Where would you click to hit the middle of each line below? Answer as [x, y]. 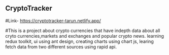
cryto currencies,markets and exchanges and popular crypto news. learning [84, 36]
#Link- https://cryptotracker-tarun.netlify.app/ [53, 20]
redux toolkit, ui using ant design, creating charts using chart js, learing [79, 41]
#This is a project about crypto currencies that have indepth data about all [83, 31]
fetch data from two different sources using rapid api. [61, 47]
